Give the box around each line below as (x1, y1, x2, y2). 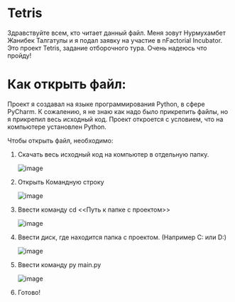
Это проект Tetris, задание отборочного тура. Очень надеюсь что (7, 43, 207, 52)
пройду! (7, 51, 32, 60)
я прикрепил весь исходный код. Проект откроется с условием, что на (7, 115, 224, 123)
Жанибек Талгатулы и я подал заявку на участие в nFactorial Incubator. (7, 36, 222, 44)
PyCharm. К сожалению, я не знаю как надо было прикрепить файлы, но (7, 107, 229, 115)
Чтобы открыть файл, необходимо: (7, 136, 114, 145)
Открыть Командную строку (17, 177, 104, 186)
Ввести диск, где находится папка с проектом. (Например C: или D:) (17, 233, 227, 241)
